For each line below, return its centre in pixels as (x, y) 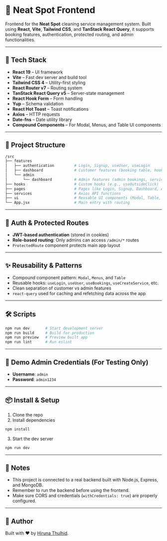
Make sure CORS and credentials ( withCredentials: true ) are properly (85, 496)
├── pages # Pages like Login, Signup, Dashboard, (82, 189)
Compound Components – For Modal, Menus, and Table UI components (86, 125)
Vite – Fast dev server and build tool (49, 77)
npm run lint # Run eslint (39, 342)
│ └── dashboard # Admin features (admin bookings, (77, 179)
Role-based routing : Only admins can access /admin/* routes (76, 240)
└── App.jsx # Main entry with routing (68, 203)
